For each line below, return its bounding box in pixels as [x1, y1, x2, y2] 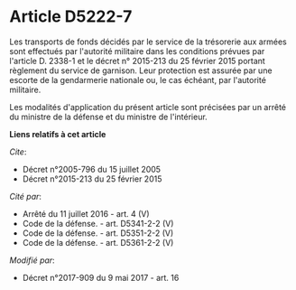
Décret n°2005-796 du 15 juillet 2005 [22, 164, 161, 174]
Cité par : [9, 191, 42, 201]
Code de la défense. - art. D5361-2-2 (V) [22, 237, 174, 248]
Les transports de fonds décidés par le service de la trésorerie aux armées [9, 36, 287, 47]
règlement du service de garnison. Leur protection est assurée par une [9, 65, 273, 76]
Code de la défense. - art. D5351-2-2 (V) [22, 228, 174, 239]
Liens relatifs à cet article [9, 128, 106, 139]
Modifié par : [9, 255, 56, 266]
